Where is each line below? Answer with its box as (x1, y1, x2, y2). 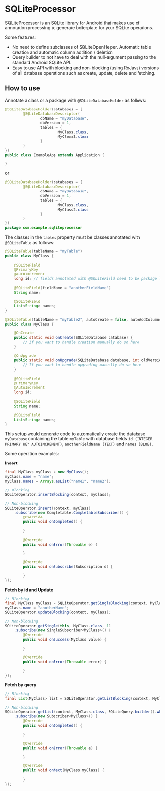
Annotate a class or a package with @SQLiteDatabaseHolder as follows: (5, 97, 146, 103)
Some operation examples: (5, 451, 59, 457)
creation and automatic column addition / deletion (12, 49, 113, 55)
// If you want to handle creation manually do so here (23, 340, 139, 345)
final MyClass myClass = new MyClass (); (5, 470, 89, 475)
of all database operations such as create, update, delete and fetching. (12, 70, 156, 76)
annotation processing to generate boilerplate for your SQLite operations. (5, 25, 154, 30)
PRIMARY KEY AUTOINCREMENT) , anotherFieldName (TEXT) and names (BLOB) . (5, 441, 153, 447)
